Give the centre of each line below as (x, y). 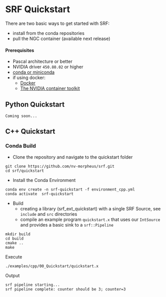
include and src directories (49, 214)
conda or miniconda (34, 72)
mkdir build (18, 234)
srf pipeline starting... (32, 285)
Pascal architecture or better (42, 61)
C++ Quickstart (30, 132)
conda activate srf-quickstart (39, 194)
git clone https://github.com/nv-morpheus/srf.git (60, 166)
